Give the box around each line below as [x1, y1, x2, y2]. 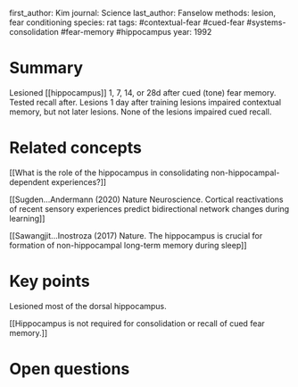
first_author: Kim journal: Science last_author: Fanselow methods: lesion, [9, 8, 277, 18]
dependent [9, 176, 50, 187]
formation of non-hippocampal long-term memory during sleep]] [9, 240, 247, 250]
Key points [9, 272, 91, 291]
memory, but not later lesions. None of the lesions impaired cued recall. [9, 106, 272, 117]
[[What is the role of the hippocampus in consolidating [9, 167, 210, 178]
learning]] [9, 213, 46, 223]
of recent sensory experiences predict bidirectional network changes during [9, 203, 290, 214]
